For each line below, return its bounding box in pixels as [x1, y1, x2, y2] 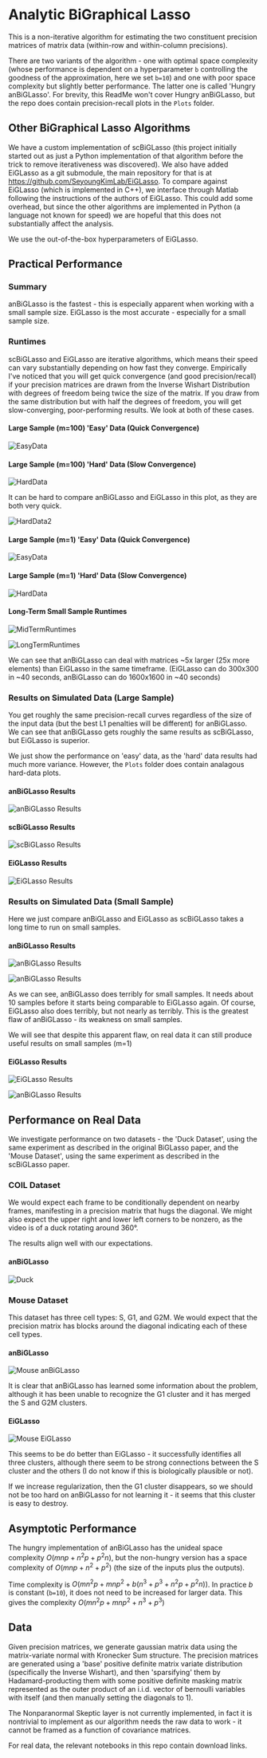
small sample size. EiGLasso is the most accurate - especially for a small [8, 308, 246, 317]
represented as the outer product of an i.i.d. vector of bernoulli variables [8, 1684, 245, 1693]
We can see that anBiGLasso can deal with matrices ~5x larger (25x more [8, 655, 249, 665]
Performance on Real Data [8, 1113, 142, 1127]
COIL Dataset [8, 1180, 61, 1191]
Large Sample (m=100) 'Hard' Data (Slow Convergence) [8, 459, 197, 469]
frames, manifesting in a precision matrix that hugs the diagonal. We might [8, 1206, 253, 1216]
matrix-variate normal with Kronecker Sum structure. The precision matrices [8, 1650, 259, 1660]
